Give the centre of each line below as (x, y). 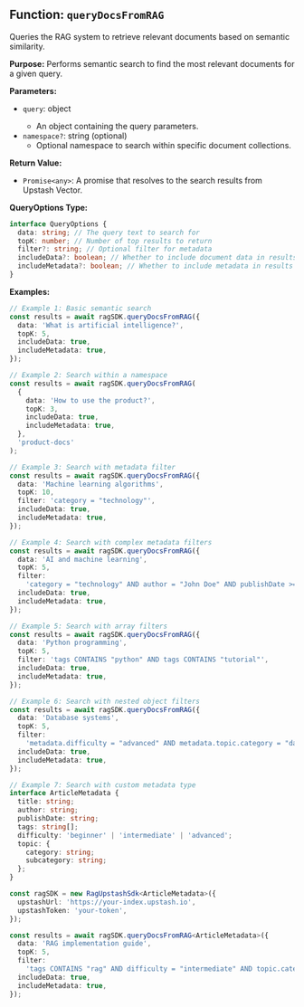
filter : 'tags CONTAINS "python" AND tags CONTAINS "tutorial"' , (143, 660)
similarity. (27, 46)
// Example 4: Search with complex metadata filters (111, 542)
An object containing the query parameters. (117, 126)
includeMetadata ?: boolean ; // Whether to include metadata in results (156, 266)
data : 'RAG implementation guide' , (85, 944)
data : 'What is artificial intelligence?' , (100, 325)
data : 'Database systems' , (68, 718)
